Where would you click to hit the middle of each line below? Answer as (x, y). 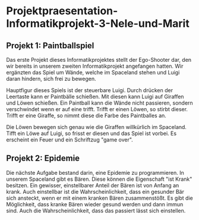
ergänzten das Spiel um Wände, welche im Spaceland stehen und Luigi (93, 72)
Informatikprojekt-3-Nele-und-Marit (98, 23)
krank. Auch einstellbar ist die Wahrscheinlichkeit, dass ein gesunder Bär (95, 191)
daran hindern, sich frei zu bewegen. (51, 79)
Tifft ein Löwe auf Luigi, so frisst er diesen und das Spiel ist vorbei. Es (91, 133)
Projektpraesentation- (62, 11)
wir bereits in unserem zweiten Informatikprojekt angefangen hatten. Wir (95, 66)
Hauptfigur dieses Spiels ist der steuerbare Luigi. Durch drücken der (90, 90)
